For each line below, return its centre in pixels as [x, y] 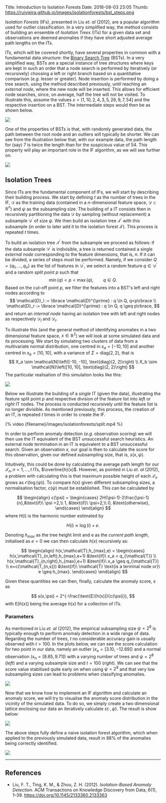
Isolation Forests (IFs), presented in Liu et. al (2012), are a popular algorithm [82, 22]
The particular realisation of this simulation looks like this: [63, 374]
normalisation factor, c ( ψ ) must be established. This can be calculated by [80, 488]
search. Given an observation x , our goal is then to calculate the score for [80, 449]
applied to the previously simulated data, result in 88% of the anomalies [78, 738]
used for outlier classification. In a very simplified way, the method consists [82, 27]
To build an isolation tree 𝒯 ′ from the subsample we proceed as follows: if [80, 242]
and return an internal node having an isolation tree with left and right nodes [83, 314]
